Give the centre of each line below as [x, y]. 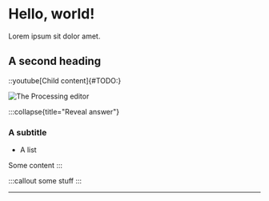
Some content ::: [35, 166]
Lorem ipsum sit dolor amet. [54, 36]
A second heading [55, 61]
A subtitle [28, 132]
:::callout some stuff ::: [45, 181]
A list [28, 150]
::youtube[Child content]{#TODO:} [65, 80]
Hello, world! [52, 14]
